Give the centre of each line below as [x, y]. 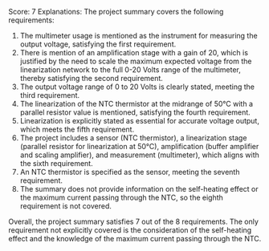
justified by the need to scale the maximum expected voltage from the [136, 61]
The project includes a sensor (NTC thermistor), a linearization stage [133, 138]
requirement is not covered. [66, 206]
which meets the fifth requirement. [77, 129]
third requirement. [50, 95]
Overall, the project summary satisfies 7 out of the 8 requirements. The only [134, 221]
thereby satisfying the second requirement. [91, 78]
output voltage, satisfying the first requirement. [98, 44]
